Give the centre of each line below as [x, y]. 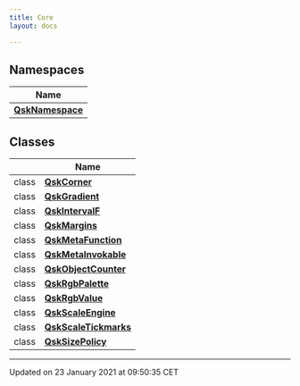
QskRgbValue [74, 298]
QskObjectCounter [85, 269]
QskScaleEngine [80, 313]
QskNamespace [48, 110]
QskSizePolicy [75, 342]
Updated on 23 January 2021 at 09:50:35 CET [94, 373]
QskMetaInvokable [85, 255]
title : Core [31, 17]
